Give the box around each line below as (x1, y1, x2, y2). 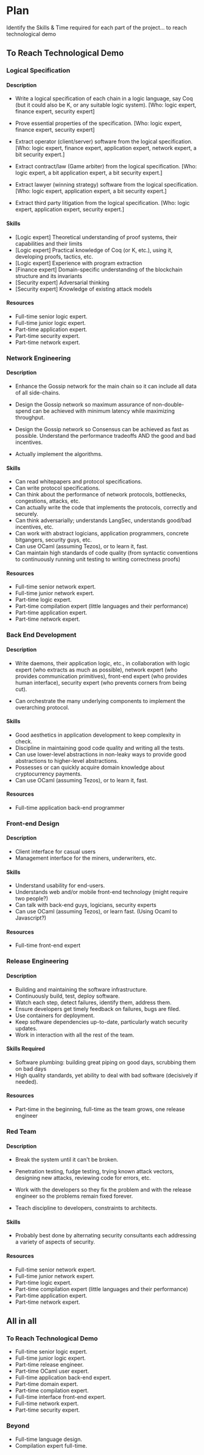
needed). (15, 1078, 38, 1085)
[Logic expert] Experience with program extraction (15, 259, 142, 266)
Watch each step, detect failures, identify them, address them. (15, 998, 172, 1006)
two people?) (15, 895, 49, 903)
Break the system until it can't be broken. (15, 1156, 119, 1164)
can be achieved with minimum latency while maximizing (32, 407, 175, 415)
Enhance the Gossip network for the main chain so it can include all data (15, 382, 197, 390)
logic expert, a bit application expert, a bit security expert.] (15, 169, 163, 177)
